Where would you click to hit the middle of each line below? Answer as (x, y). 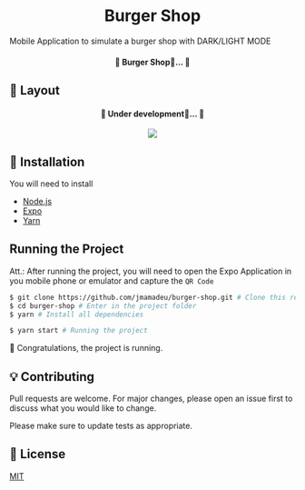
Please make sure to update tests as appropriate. (101, 426)
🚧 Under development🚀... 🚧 (152, 114)
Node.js (37, 201)
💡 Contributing (52, 377)
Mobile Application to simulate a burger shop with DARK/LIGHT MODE (140, 41)
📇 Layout (35, 90)
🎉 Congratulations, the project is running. (86, 348)
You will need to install (51, 184)
